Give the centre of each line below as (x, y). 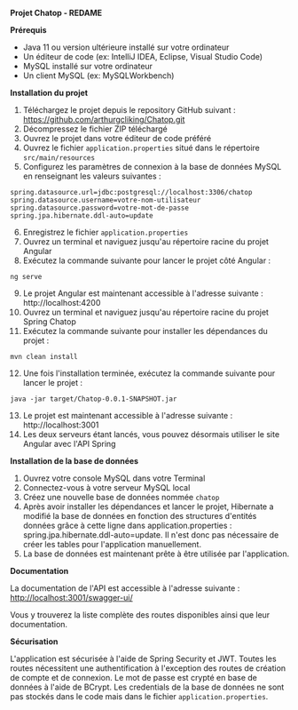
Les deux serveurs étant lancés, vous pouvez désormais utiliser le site (151, 434)
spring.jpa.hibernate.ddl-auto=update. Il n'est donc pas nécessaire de (151, 535)
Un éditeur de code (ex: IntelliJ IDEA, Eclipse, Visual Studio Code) (143, 56)
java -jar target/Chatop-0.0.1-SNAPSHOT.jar (94, 399)
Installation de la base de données (74, 461)
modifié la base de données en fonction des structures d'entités (140, 516)
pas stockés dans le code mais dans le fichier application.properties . (139, 696)
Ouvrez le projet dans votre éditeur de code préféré (117, 138)
